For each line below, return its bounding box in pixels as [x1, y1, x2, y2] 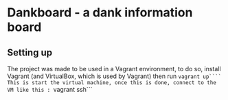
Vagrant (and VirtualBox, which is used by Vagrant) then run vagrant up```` [7, 72, 222, 80]
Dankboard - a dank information [7, 5, 193, 21]
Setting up [7, 47, 53, 58]
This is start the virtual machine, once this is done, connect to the [7, 79, 216, 86]
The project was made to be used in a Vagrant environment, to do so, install [7, 65, 221, 73]
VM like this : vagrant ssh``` [7, 86, 93, 93]
